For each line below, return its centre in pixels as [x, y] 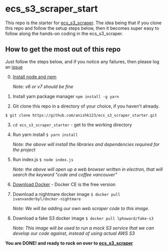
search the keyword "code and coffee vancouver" [65, 174]
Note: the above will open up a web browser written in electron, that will [88, 169]
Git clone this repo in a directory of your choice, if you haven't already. [86, 106]
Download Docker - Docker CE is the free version [64, 184]
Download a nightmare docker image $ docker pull [66, 194]
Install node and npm [34, 77]
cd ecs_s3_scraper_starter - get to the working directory [72, 125]
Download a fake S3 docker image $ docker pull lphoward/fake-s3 [83, 218]
